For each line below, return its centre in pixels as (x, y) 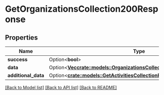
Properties (21, 37)
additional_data (26, 75)
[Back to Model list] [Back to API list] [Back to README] (61, 87)
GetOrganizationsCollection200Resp (82, 9)
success (18, 59)
